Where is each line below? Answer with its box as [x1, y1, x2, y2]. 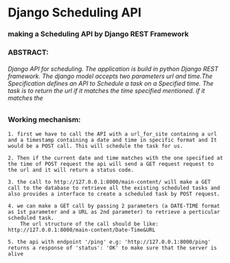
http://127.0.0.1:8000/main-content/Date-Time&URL [8, 226, 156, 234]
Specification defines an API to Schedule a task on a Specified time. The [8, 79, 214, 87]
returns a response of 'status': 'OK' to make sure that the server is [8, 245, 217, 251]
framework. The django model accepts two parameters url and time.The [8, 72, 213, 80]
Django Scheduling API [8, 5, 141, 21]
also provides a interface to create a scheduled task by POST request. [8, 190, 220, 197]
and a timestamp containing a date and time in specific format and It [8, 136, 217, 143]
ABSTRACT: [8, 48, 49, 58]
